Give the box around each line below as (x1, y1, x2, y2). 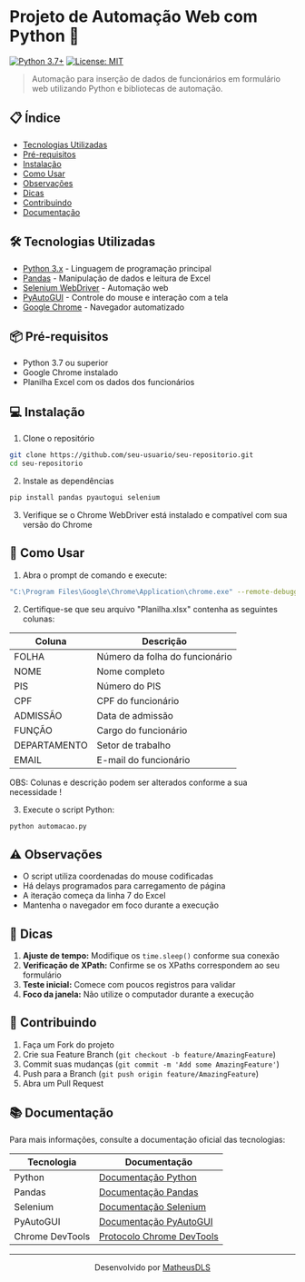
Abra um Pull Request (22, 1078, 104, 1088)
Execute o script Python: (22, 804, 115, 815)
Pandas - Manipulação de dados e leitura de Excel (22, 273, 211, 283)
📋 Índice (9, 111, 61, 126)
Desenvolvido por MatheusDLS (94, 1261, 211, 1273)
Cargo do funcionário (96, 724, 188, 737)
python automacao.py (9, 821, 88, 830)
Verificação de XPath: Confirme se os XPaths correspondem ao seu (22, 960, 280, 970)
